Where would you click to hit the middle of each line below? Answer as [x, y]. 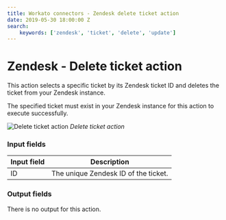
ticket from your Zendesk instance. [56, 93]
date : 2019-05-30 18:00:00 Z [49, 20]
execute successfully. [38, 113]
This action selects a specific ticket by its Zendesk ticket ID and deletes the [113, 86]
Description [110, 162]
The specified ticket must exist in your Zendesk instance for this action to [111, 106]
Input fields [26, 145]
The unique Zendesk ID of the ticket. [110, 173]
